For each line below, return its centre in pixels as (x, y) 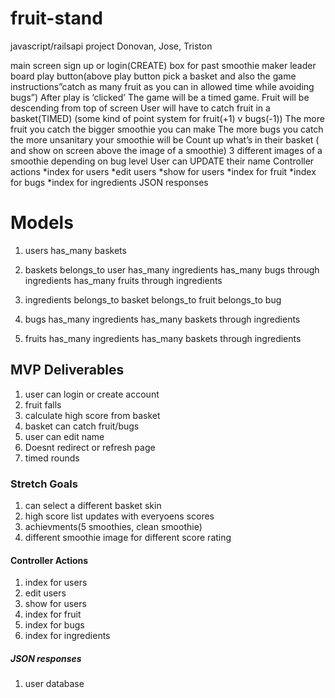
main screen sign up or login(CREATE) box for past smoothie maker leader (163, 65)
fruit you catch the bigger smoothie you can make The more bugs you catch (167, 129)
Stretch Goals (44, 484)
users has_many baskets (75, 250)
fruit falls (43, 404)
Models (42, 223)
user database (54, 684)
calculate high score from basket (92, 415)
